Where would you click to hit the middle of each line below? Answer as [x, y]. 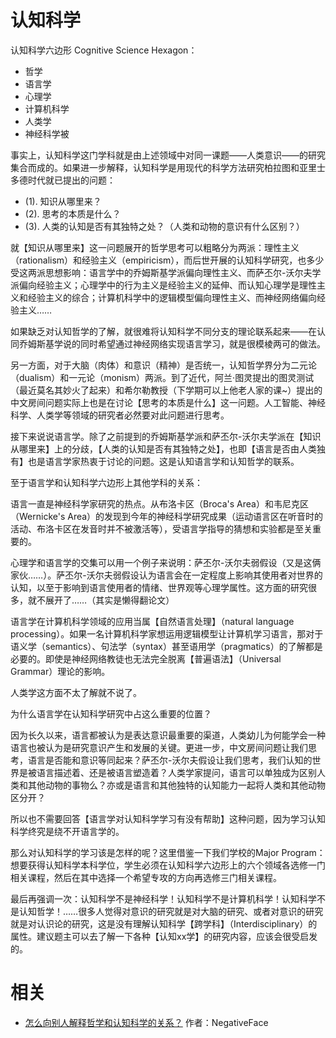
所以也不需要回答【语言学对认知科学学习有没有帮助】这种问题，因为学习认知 [168, 818]
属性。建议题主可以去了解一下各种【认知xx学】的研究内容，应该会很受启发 [164, 936]
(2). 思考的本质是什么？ [73, 213]
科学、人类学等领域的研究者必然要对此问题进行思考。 [120, 415]
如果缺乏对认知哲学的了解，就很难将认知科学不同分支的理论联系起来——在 [163, 331]
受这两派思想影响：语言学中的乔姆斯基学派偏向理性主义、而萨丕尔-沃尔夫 [161, 272]
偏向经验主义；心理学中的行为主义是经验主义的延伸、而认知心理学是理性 [167, 285]
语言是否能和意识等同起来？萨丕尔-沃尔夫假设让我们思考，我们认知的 [170, 760]
